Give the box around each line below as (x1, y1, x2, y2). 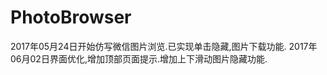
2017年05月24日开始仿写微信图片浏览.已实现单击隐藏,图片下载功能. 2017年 (10, 40, 318, 52)
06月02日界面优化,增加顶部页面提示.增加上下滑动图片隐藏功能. (10, 52, 268, 65)
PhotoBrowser (10, 6, 132, 29)
